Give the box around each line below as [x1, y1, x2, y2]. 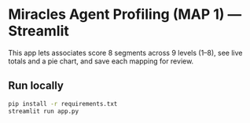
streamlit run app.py [8, 107, 79, 115]
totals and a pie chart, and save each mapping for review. [8, 56, 194, 66]
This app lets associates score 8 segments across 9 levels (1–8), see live [8, 48, 243, 57]
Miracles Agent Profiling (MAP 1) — [8, 5, 242, 24]
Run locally [8, 79, 64, 92]
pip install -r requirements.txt [8, 99, 118, 107]
